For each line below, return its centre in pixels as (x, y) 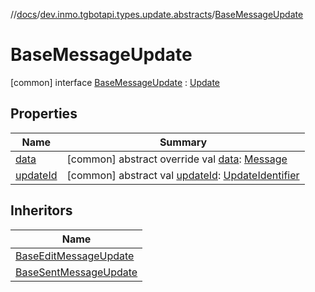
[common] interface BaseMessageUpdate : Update (115, 82)
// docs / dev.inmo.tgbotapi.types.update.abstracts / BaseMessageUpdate (157, 14)
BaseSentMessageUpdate (76, 272)
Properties (44, 114)
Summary (183, 142)
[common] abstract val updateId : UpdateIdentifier (183, 175)
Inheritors (41, 210)
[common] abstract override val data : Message (177, 159)
